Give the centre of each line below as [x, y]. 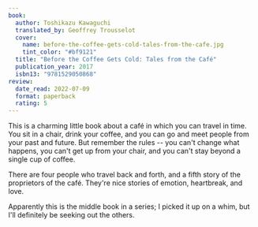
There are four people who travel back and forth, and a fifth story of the [125, 175]
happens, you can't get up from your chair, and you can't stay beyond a [124, 151]
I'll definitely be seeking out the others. [72, 215]
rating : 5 [31, 103]
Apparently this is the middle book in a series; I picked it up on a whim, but [129, 207]
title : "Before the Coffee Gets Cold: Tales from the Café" [116, 60]
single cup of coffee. [42, 159]
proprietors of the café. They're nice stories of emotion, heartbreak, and [125, 183]
